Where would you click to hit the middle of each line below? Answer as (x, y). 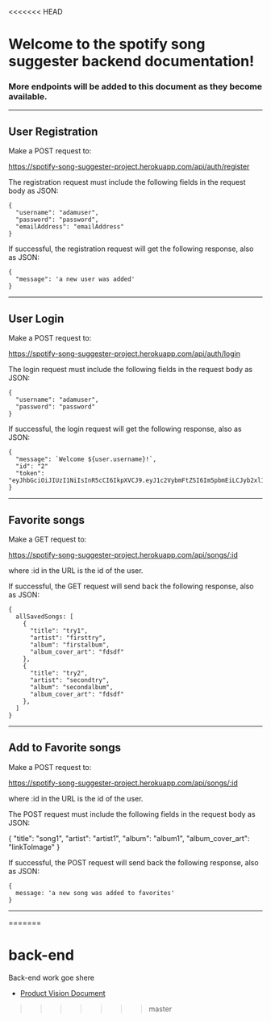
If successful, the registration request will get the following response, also (131, 249)
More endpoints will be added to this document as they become (135, 86)
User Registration (53, 131)
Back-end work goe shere (52, 977)
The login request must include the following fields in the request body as (131, 370)
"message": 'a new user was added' (75, 279)
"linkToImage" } (34, 847)
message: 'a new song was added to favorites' (95, 893)
